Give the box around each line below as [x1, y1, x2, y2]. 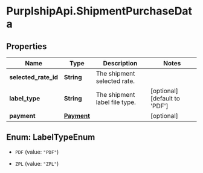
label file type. [95, 98, 136, 106]
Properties [6, 41, 47, 51]
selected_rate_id [9, 73, 59, 81]
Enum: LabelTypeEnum [6, 132, 95, 143]
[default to [150, 94, 180, 102]
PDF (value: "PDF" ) [14, 148, 59, 155]
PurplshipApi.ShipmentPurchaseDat [6, 4, 192, 18]
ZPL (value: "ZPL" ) [14, 160, 59, 167]
